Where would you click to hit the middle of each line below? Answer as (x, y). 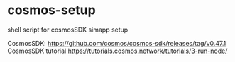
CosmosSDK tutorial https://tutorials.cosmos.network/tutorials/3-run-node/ (117, 51)
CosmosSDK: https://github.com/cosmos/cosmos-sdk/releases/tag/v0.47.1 (117, 43)
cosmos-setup (51, 10)
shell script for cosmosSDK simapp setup (68, 30)
